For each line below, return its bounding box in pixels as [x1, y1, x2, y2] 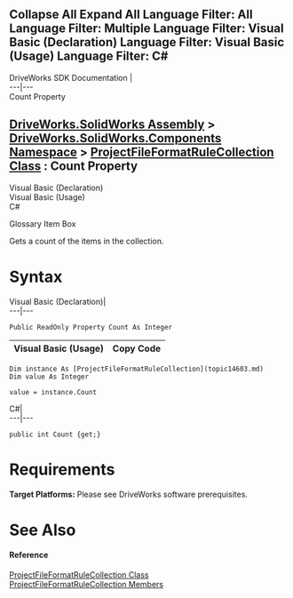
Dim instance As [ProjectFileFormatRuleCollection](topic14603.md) [9, 364, 265, 373]
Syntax [9, 267, 63, 287]
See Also [9, 520, 76, 540]
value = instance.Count [9, 387, 98, 396]
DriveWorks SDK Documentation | [9, 72, 133, 83]
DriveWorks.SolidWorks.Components [9, 131, 222, 146]
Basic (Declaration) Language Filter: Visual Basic [9, 35, 285, 50]
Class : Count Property [9, 159, 139, 174]
